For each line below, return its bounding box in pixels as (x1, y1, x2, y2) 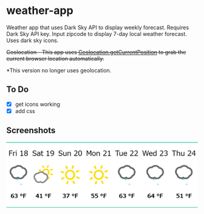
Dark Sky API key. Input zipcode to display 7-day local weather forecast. (6, 30, 187, 37)
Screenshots (6, 125, 56, 136)
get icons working (15, 100, 61, 108)
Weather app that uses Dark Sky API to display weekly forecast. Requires (6, 24, 189, 31)
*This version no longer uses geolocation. (6, 66, 112, 74)
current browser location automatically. (6, 55, 104, 62)
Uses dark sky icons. (6, 36, 59, 44)
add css (15, 107, 35, 114)
